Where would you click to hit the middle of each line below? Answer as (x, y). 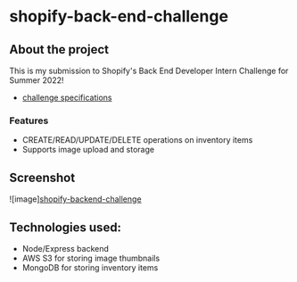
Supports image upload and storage (88, 150)
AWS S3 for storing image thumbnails (91, 258)
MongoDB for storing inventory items (90, 267)
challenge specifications (67, 97)
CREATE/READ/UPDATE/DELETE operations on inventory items (137, 140)
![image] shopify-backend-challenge (75, 199)
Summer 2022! (37, 80)
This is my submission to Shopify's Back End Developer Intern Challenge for (149, 70)
